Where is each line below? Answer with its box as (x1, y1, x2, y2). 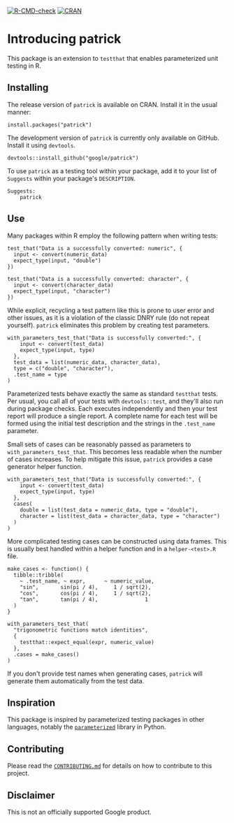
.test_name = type (13, 371, 68, 378)
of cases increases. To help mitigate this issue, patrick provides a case (7, 455, 213, 463)
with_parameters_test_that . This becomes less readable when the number (7, 447, 222, 456)
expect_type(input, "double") (13, 257, 101, 264)
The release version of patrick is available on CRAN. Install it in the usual (7, 100, 218, 108)
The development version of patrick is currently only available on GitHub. (7, 133, 220, 142)
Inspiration (7, 697, 56, 708)
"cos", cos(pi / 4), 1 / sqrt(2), (20, 590, 152, 597)
